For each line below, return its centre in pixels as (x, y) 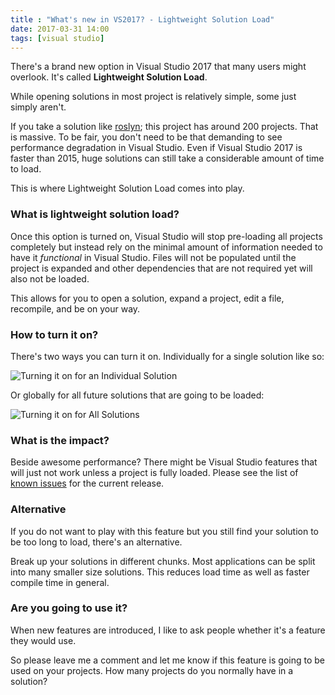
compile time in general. (60, 582)
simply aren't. (38, 107)
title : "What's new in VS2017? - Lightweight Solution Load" (142, 19)
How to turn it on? (54, 334)
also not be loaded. (50, 278)
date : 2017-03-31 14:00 (60, 29)
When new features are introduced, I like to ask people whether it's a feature (168, 630)
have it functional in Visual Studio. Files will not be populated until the (153, 257)
